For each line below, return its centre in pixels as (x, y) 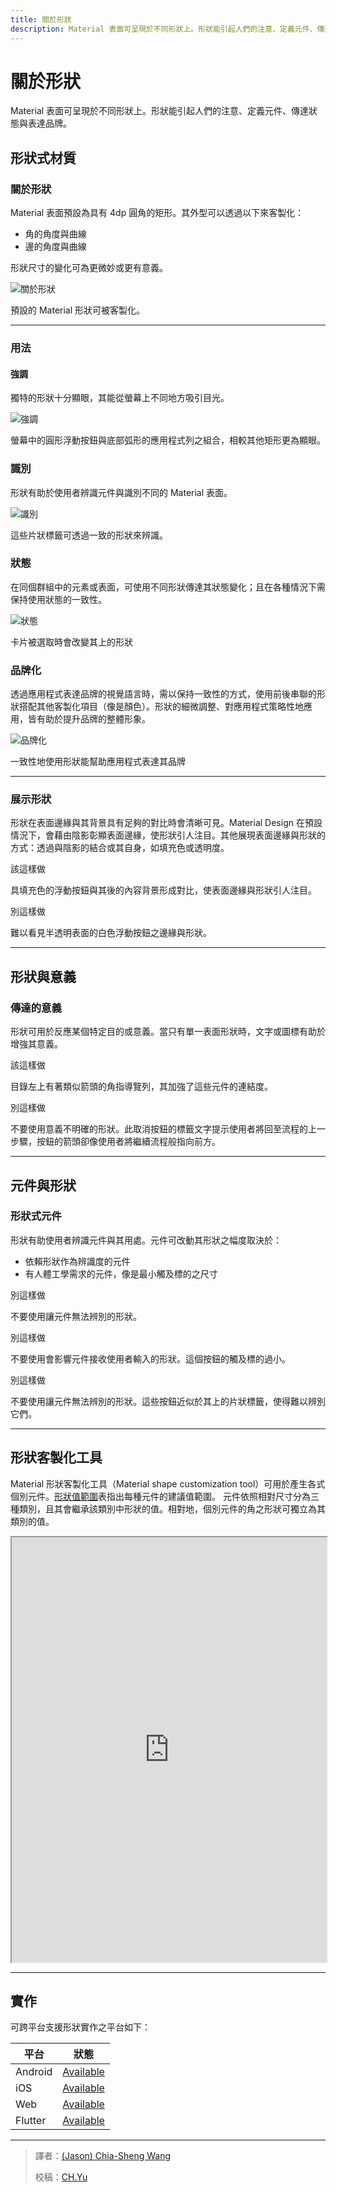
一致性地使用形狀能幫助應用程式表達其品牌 (98, 762)
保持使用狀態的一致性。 (58, 599)
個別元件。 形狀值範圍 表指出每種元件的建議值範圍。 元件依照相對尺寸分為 (160, 1496)
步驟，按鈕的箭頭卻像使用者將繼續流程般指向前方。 (115, 1142)
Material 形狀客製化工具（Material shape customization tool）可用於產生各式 (168, 1483)
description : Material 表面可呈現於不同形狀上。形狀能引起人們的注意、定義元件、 (164, 29)
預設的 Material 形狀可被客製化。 (78, 310)
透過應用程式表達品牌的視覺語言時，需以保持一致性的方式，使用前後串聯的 (163, 694)
